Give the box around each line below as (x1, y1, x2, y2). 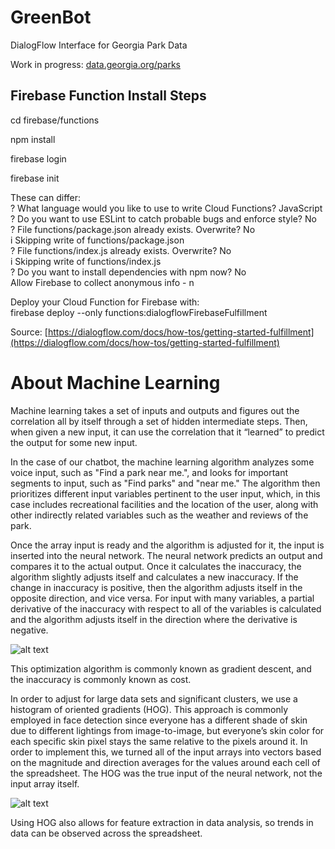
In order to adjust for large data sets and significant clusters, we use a (10, 692, 298, 705)
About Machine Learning (10, 371, 221, 394)
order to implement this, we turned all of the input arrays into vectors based (10, 746, 322, 758)
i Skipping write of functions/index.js (10, 255, 162, 267)
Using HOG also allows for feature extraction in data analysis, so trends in (10, 816, 314, 828)
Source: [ (10, 326, 48, 338)
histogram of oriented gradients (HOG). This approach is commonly (10, 703, 289, 715)
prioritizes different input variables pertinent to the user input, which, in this (10, 487, 321, 500)
